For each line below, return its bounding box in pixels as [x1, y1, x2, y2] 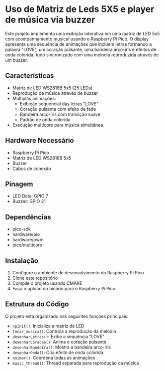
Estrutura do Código [5, 300, 69, 309]
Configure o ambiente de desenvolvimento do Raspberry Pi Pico [12, 270, 144, 275]
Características [5, 71, 54, 80]
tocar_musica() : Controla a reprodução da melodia [12, 328, 116, 334]
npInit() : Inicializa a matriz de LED [12, 323, 84, 329]
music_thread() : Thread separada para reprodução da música [12, 360, 139, 366]
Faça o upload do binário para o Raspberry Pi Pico [12, 286, 116, 291]
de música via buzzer [5, 14, 95, 25]
